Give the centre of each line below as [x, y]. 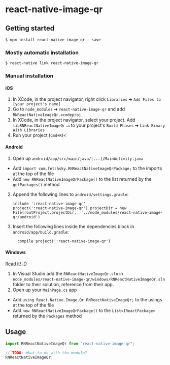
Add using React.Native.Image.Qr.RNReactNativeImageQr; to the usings [87, 299]
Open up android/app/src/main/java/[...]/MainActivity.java [78, 158]
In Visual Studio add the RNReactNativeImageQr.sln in [68, 273]
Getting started [30, 28]
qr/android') [26, 217]
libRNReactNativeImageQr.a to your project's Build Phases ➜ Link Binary [89, 125]
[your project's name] [37, 104]
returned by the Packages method [47, 316]
